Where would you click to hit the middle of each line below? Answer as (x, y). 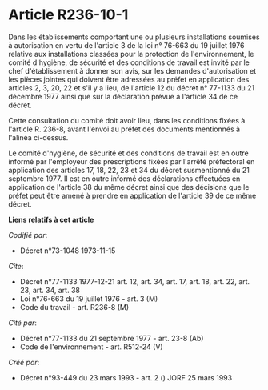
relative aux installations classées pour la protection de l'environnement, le (131, 54)
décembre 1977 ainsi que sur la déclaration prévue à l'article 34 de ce (123, 96)
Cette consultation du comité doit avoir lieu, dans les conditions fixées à (127, 120)
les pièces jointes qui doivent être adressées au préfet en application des (129, 79)
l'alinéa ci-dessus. (38, 137)
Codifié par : (28, 235)
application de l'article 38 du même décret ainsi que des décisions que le (129, 187)
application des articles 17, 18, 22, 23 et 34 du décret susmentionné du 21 (129, 170)
